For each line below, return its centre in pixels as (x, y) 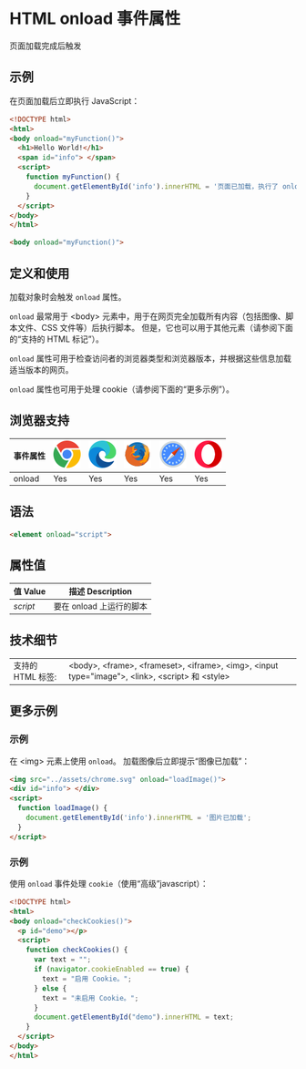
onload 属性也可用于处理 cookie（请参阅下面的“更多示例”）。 (122, 389)
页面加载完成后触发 (46, 46)
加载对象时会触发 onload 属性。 (68, 296)
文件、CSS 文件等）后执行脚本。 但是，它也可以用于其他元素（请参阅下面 (155, 327)
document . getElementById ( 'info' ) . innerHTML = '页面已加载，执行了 (156, 186)
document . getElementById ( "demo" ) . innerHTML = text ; (133, 1017)
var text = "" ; (62, 960)
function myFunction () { (73, 177)
